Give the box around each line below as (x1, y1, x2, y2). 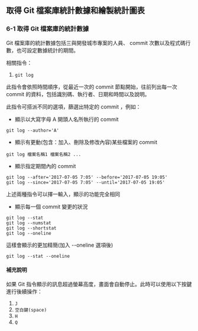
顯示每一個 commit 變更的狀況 (14, 203, 88, 210)
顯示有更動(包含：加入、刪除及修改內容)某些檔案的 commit (14, 138, 158, 146)
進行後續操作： (6, 288, 43, 295)
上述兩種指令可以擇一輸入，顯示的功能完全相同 (6, 191, 120, 198)
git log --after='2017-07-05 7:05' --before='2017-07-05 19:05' (6, 174, 168, 180)
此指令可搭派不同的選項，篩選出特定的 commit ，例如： (6, 103, 141, 110)
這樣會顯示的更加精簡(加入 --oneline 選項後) (6, 241, 113, 248)
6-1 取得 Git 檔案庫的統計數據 (6, 25, 89, 33)
